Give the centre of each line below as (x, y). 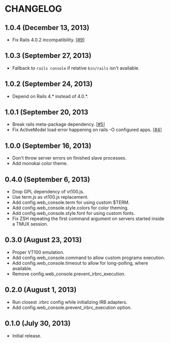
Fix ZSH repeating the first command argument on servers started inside (88, 219)
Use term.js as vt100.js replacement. (50, 197)
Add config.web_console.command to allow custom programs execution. (89, 258)
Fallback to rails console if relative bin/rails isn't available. (76, 68)
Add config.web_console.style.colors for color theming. (70, 208)
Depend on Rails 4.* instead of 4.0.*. (50, 96)
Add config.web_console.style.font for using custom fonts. (74, 213)
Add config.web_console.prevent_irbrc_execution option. (72, 307)
